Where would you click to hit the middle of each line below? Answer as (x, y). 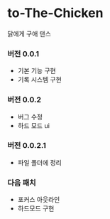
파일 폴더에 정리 (39, 162)
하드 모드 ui (33, 125)
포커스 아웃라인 (39, 200)
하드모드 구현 (36, 208)
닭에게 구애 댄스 (29, 33)
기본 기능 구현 (37, 71)
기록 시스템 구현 (39, 80)
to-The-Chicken (55, 13)
